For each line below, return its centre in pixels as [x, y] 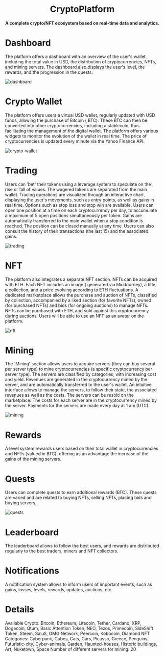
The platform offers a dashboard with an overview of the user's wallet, [76, 56]
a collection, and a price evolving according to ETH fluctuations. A [72, 290]
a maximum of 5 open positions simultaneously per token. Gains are [73, 215]
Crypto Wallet [34, 101]
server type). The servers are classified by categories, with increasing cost [81, 374]
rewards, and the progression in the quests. [49, 72]
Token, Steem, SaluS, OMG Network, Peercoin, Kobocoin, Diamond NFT [78, 633]
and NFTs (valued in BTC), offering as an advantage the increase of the [77, 454]
